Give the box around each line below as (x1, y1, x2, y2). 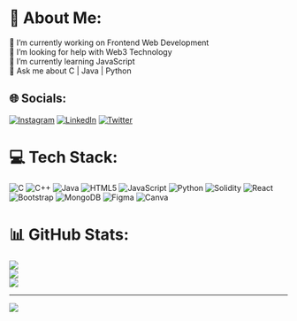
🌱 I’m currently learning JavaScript (9, 56, 135, 66)
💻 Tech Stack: (9, 147, 118, 167)
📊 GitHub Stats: (9, 225, 130, 244)
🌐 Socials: (9, 91, 67, 106)
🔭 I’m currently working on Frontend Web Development (9, 37, 209, 48)
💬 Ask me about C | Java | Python (9, 65, 132, 76)
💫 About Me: (9, 8, 103, 28)
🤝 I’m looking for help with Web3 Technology (9, 46, 172, 57)
